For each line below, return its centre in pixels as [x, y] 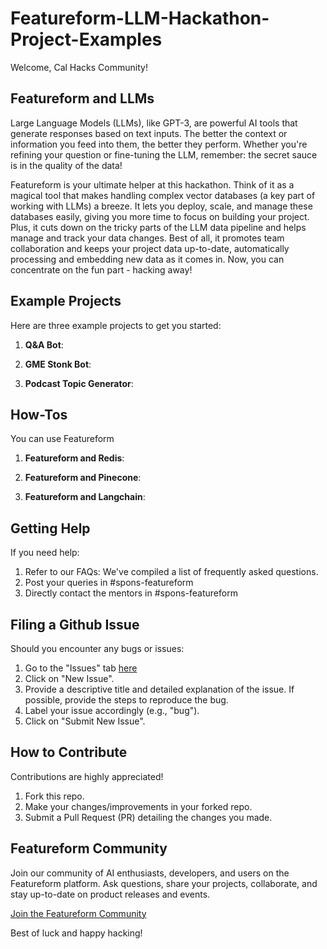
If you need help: [45, 553]
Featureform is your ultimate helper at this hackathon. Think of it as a [152, 184]
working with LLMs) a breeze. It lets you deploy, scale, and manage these [161, 206]
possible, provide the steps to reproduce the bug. [126, 700]
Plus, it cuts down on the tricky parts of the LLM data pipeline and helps [158, 227]
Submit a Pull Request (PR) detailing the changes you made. [148, 817]
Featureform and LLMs [82, 98]
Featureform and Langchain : [85, 497]
